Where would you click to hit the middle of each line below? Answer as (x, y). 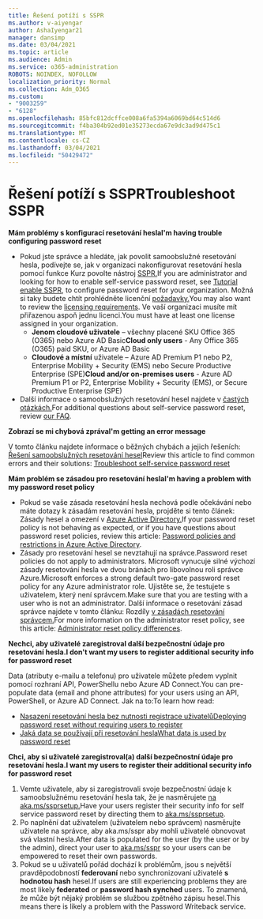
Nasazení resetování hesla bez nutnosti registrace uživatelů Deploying (133, 717)
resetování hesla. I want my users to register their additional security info (130, 765)
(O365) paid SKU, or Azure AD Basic (90, 349)
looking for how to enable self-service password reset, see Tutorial (129, 282)
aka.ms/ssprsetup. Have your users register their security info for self (132, 806)
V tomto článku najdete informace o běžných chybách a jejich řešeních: (124, 446)
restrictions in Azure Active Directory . (81, 544)
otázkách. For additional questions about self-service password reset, (133, 408)
